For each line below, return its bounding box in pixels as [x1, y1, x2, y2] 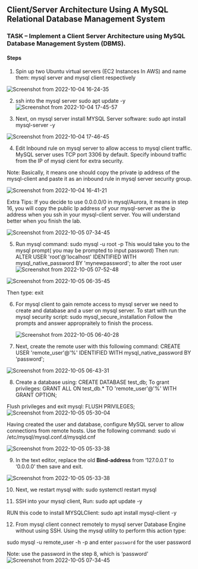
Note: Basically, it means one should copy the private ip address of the [7, 168, 180, 176]
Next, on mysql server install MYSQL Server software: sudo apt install [15, 115, 186, 122]
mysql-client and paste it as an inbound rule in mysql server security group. [7, 175, 192, 182]
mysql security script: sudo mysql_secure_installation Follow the [15, 313, 173, 320]
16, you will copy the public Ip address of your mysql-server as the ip [7, 204, 176, 211]
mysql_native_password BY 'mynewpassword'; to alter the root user [15, 259, 182, 266]
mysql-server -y [15, 121, 55, 128]
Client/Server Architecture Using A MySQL [7, 5, 169, 15]
